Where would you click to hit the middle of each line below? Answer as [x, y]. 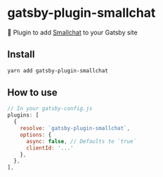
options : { [36, 135]
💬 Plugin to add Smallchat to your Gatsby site [73, 32]
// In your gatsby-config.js [50, 109]
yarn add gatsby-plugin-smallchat [58, 71]
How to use [32, 93]
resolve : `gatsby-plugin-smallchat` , [75, 129]
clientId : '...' [50, 148]
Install [21, 54]
